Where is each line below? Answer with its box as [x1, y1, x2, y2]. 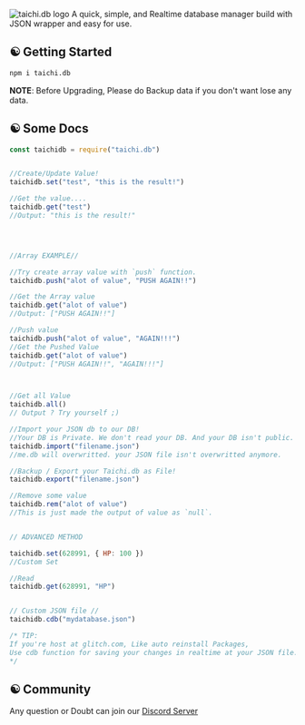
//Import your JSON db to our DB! [9, 425, 141, 434]
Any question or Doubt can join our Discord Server [9, 706, 198, 717]
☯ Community [9, 681, 92, 697]
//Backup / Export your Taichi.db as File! [9, 466, 177, 475]
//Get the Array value [9, 292, 95, 301]
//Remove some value [9, 491, 88, 501]
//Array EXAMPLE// [9, 250, 79, 260]
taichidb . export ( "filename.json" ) [9, 475, 141, 485]
